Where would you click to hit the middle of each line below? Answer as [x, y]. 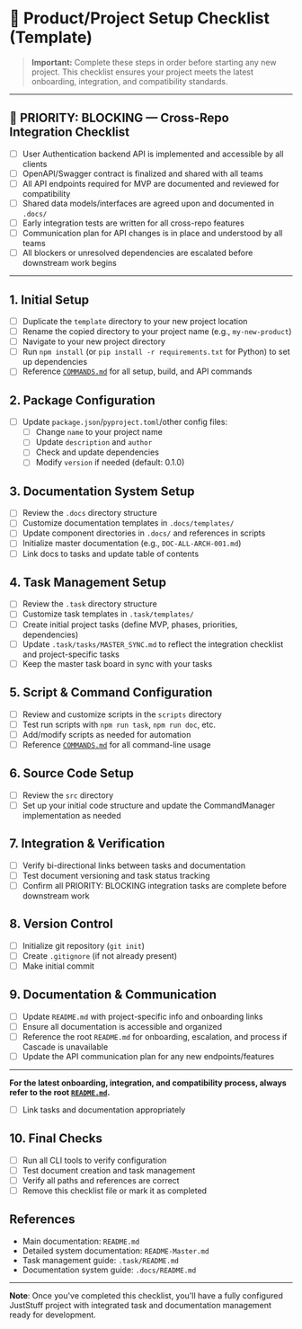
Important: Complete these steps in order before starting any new [154, 62]
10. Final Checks [56, 1139]
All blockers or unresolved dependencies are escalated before [138, 253]
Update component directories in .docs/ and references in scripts [144, 533]
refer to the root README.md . [60, 1092]
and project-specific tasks [71, 654]
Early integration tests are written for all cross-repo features [133, 223]
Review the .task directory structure [89, 604]
